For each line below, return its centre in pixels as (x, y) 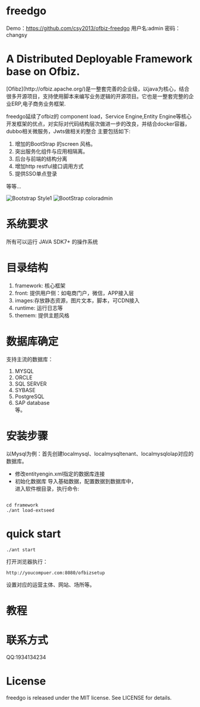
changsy (17, 35)
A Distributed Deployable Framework (99, 59)
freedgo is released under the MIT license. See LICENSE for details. (89, 697)
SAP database (32, 402)
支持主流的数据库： (30, 359)
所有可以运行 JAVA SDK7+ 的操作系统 (52, 242)
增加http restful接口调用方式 (49, 166)
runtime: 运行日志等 (39, 308)
